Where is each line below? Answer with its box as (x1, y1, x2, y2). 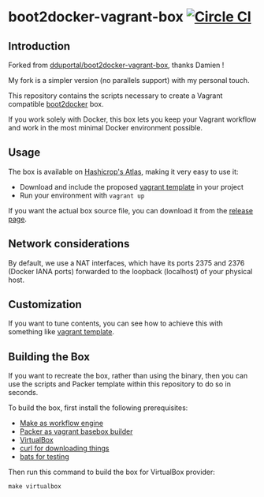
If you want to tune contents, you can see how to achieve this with (8, 318, 223, 328)
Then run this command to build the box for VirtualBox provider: (8, 467, 215, 477)
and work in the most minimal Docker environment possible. (8, 123, 203, 132)
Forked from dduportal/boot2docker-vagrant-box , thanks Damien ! (8, 60, 225, 70)
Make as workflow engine (19, 419, 104, 428)
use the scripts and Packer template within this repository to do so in (8, 379, 231, 389)
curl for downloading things (19, 443, 110, 454)
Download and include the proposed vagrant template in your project (19, 182, 244, 191)
